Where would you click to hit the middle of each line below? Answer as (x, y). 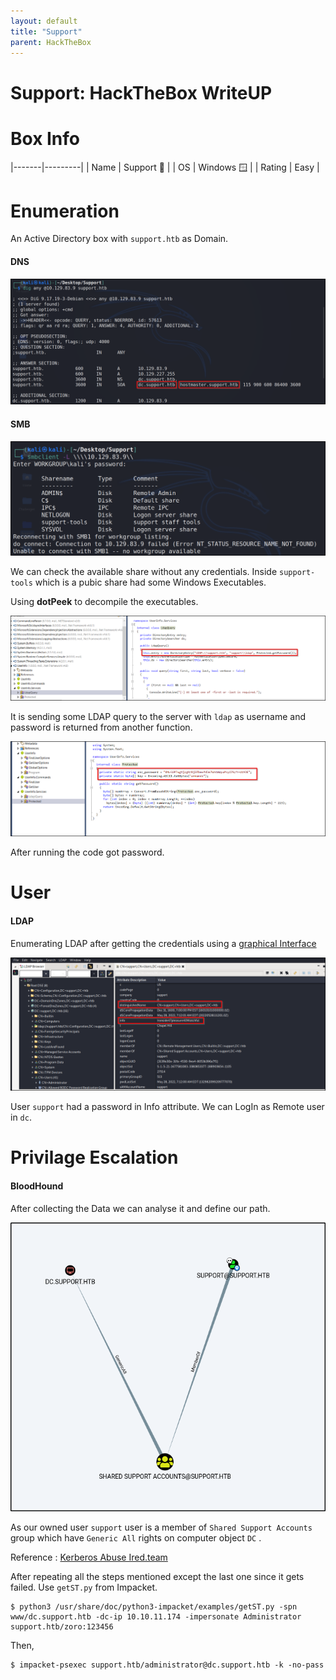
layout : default (44, 21)
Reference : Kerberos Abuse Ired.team (89, 1557)
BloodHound (37, 1186)
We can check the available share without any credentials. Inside (144, 572)
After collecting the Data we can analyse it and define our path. (140, 1208)
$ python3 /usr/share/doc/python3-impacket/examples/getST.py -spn (154, 1606)
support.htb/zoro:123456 (62, 1626)
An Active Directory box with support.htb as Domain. (119, 239)
